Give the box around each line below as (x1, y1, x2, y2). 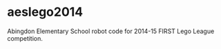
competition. (7, 34, 44, 42)
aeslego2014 (7, 4, 84, 20)
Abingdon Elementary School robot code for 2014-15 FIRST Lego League (7, 27, 215, 35)
